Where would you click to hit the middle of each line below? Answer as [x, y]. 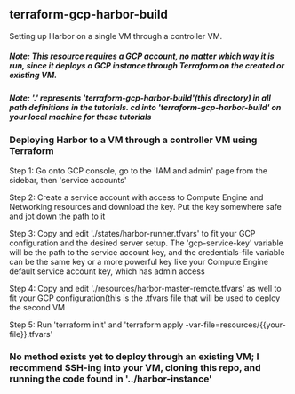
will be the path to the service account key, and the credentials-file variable [147, 252]
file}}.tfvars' [31, 334]
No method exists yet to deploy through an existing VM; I [134, 357]
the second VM [37, 307]
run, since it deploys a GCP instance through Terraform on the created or [147, 66]
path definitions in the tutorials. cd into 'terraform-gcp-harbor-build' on [145, 107]
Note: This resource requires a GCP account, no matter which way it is [142, 56]
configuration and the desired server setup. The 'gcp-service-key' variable [147, 243]
